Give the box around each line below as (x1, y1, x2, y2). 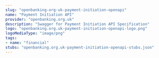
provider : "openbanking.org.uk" (5, 17, 74, 22)
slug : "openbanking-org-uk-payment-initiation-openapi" (5, 7, 127, 13)
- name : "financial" (5, 40, 50, 45)
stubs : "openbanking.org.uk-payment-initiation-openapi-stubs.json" (5, 45, 154, 50)
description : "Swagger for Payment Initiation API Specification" (5, 21, 150, 27)
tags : (5, 36, 17, 41)
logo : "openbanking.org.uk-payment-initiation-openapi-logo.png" (5, 26, 147, 31)
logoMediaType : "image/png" (5, 31, 65, 36)
